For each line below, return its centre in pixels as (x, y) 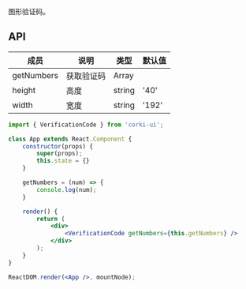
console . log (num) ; (67, 190)
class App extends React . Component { (70, 139)
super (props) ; (60, 154)
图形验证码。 (29, 11)
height (24, 90)
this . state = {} (63, 161)
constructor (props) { (58, 146)
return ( (51, 219)
